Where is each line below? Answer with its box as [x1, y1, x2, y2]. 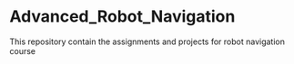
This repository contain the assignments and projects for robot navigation [9, 36, 285, 47]
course [9, 45, 36, 56]
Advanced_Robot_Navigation [9, 6, 236, 27]
